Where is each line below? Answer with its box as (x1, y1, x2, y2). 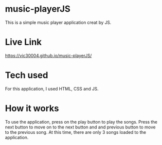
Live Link (5, 36, 42, 48)
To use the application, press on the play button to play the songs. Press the (5, 119, 158, 125)
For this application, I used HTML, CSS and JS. (5, 86, 99, 91)
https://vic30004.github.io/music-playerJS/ (5, 53, 92, 58)
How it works (5, 103, 59, 114)
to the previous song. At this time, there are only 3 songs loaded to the (5, 129, 146, 135)
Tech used (5, 70, 49, 81)
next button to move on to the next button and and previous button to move (5, 124, 156, 130)
